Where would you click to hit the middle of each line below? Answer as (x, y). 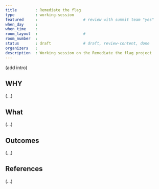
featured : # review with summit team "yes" (80, 19)
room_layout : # (46, 34)
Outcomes (22, 141)
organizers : (21, 48)
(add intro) (16, 68)
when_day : (21, 24)
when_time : (21, 29)
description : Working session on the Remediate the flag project (79, 53)
